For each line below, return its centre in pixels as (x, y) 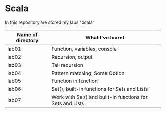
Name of (27, 34)
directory (27, 40)
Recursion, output (72, 57)
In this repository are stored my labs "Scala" (50, 22)
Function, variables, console (84, 49)
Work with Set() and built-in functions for (100, 97)
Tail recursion (67, 65)
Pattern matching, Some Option (88, 73)
